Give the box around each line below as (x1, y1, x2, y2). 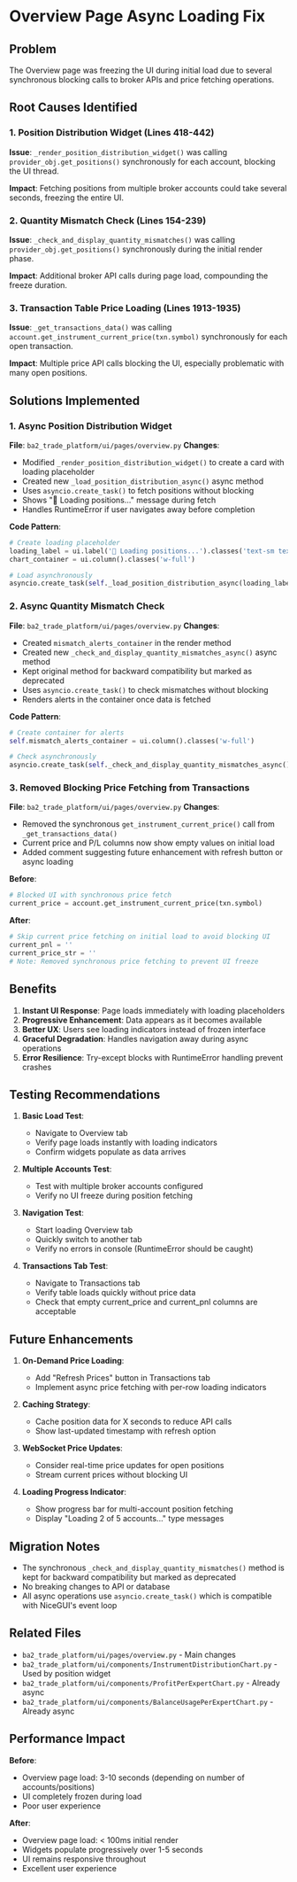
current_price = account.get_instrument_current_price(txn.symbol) (9, 899, 263, 908)
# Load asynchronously (9, 571, 93, 579)
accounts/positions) (21, 1781, 95, 1792)
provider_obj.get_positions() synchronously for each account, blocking (9, 156, 276, 167)
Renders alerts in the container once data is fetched (21, 694, 211, 704)
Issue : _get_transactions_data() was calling (9, 322, 172, 333)
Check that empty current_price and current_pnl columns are (34, 1296, 258, 1308)
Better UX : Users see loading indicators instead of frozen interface (21, 1023, 266, 1034)
